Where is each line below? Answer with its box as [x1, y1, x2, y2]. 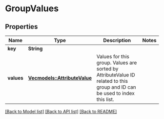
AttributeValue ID [96, 71, 135, 78]
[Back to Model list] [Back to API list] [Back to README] [5, 109, 117, 114]
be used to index [96, 90, 135, 96]
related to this [96, 78, 128, 84]
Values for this [96, 53, 129, 60]
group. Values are [96, 59, 137, 66]
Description [103, 37, 131, 44]
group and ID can [96, 84, 136, 91]
